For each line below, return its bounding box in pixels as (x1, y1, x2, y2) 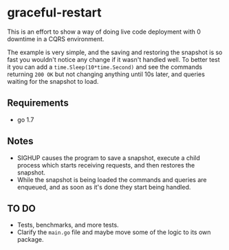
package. (17, 236, 44, 244)
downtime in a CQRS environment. (7, 34, 105, 43)
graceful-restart (7, 5, 102, 21)
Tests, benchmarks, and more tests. (17, 221, 119, 229)
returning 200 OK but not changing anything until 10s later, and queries (7, 70, 205, 78)
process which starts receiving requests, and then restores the (17, 161, 195, 169)
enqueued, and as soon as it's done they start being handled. (17, 183, 191, 191)
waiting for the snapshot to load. (7, 77, 99, 85)
